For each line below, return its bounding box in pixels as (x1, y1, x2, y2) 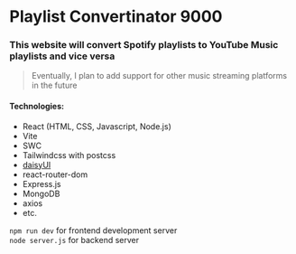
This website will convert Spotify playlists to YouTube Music (9, 39, 279, 52)
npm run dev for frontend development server (9, 224, 178, 236)
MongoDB (22, 188, 60, 199)
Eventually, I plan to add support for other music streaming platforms (31, 71, 287, 81)
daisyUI (22, 159, 51, 170)
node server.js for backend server (9, 234, 140, 245)
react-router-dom (22, 169, 88, 180)
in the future (31, 80, 78, 91)
